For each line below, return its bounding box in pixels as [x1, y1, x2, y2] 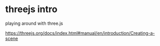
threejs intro [5, 4, 58, 15]
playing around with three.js [5, 20, 63, 26]
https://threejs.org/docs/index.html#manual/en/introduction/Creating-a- [5, 30, 155, 36]
